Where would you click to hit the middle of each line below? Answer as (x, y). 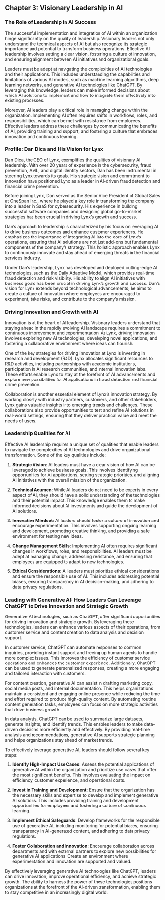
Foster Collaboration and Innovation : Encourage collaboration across (83, 846)
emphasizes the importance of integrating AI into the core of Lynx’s (73, 237)
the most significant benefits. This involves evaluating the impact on (81, 775)
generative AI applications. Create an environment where (70, 856)
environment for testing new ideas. (48, 536)
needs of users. (21, 421)
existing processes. (25, 100)
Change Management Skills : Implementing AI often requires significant (85, 546)
